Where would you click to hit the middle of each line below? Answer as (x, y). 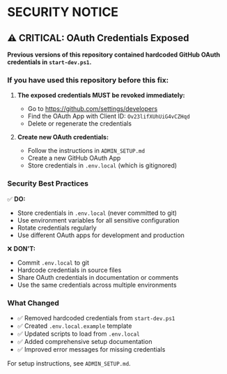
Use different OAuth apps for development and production (101, 235)
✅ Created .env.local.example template (75, 326)
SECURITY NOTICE (63, 12)
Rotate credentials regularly (57, 227)
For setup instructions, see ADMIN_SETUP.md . (69, 363)
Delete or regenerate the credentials (80, 124)
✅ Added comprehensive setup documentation (85, 341)
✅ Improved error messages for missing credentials (91, 349)
